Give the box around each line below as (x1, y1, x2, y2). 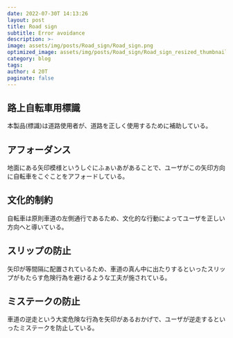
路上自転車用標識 (7, 102, 80, 114)
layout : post (7, 17, 45, 24)
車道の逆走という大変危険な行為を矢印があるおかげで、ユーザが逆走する (7, 315, 214, 323)
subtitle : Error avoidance (7, 29, 85, 37)
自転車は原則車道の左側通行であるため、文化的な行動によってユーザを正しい (7, 214, 225, 222)
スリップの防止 (7, 245, 71, 257)
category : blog (7, 55, 51, 62)
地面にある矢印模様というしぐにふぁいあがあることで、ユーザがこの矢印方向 (7, 163, 225, 172)
